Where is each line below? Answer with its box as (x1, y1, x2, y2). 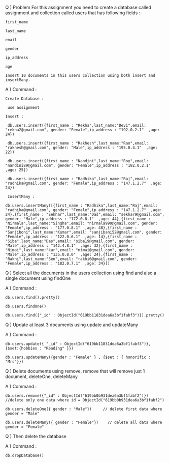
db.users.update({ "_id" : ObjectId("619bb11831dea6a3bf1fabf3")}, (5, 341, 151, 346)
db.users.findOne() (5, 304, 47, 309)
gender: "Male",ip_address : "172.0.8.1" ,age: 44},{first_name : (5, 216, 151, 221)
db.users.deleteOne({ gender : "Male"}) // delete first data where (5, 407, 162, 412)
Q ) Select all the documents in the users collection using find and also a (5, 270, 156, 276)
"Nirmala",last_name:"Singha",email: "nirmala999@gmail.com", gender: (5, 221, 158, 226)
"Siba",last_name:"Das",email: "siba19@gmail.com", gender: (5, 239, 136, 244)
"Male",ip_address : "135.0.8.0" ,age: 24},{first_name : (5, 252, 133, 257)
